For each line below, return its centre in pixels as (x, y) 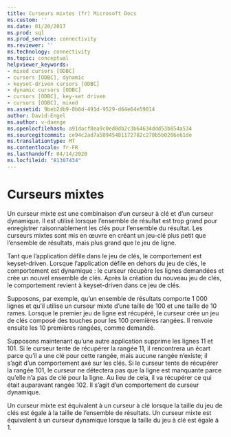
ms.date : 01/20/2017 (37, 26)
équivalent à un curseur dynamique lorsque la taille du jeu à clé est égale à (113, 420)
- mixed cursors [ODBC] (41, 71)
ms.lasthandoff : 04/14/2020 (47, 154)
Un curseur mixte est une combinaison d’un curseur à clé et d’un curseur (110, 213)
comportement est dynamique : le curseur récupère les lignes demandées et (115, 270)
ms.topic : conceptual (38, 58)
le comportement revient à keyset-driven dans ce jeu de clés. (94, 285)
